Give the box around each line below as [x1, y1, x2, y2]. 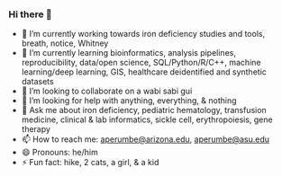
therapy [21, 124, 51, 135]
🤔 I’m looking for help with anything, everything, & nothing [21, 95, 237, 106]
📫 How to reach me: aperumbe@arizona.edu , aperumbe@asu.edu [21, 134, 270, 145]
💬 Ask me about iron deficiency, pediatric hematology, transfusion [21, 105, 267, 116]
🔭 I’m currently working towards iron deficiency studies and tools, [21, 29, 266, 40]
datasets [21, 76, 55, 87]
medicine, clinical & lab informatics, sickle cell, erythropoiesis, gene [21, 114, 273, 125]
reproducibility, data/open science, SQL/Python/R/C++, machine [21, 57, 261, 68]
